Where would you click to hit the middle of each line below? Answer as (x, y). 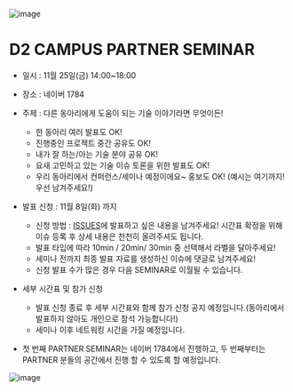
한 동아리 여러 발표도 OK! (79, 132)
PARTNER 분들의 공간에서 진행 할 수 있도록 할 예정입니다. (121, 359)
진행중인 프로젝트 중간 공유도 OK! (93, 143)
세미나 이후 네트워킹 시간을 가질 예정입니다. (110, 330)
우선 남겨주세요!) (64, 188)
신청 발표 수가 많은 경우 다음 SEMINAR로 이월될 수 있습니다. (139, 269)
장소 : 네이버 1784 (53, 94)
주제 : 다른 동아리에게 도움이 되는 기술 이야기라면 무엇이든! (123, 113)
